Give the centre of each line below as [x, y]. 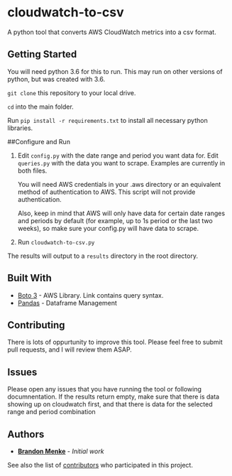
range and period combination [51, 412]
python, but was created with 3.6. [56, 79]
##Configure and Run [39, 141]
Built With [29, 278]
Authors [26, 434]
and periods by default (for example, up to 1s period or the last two [115, 220]
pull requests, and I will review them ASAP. [70, 350]
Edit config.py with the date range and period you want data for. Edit [118, 155]
